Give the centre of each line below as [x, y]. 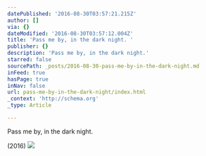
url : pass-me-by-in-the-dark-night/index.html [77, 92]
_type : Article [30, 105]
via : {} [19, 27]
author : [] [23, 20]
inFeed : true [26, 72]
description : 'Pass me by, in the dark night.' [78, 53]
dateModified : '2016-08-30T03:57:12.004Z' [70, 33]
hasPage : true [28, 79]
